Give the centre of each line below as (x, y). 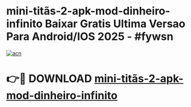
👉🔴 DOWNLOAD (49, 79)
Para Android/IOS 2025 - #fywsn (90, 37)
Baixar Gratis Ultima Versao (115, 24)
